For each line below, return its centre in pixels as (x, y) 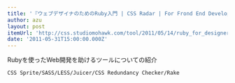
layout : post (26, 26)
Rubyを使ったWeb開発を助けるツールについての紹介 (82, 60)
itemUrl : (20, 33)
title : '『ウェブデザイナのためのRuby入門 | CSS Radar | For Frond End (106, 13)
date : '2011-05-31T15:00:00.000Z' (58, 39)
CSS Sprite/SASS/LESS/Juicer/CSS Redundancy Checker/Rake (93, 73)
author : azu (24, 20)
